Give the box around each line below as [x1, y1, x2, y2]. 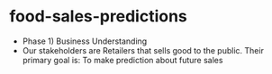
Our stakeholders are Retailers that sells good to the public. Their [22, 45, 264, 55]
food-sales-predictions [9, 6, 187, 27]
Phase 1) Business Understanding [22, 36, 148, 46]
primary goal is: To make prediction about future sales [22, 54, 223, 65]
